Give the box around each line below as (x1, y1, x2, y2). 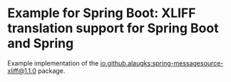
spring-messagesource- (152, 58, 224, 67)
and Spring (7, 36, 74, 51)
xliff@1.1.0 (7, 66, 37, 75)
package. (38, 66, 66, 75)
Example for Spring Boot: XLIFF (7, 5, 196, 21)
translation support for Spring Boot (7, 20, 219, 36)
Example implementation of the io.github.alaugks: (7, 58, 153, 67)
